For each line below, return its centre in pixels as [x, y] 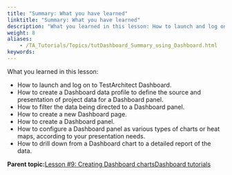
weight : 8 [21, 33]
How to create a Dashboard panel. [66, 121]
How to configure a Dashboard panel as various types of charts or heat [118, 129]
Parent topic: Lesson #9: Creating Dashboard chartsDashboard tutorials [109, 164]
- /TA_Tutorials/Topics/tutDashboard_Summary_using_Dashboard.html [118, 45]
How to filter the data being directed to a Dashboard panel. [101, 107]
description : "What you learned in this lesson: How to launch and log [112, 26]
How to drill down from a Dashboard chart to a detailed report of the [114, 143]
